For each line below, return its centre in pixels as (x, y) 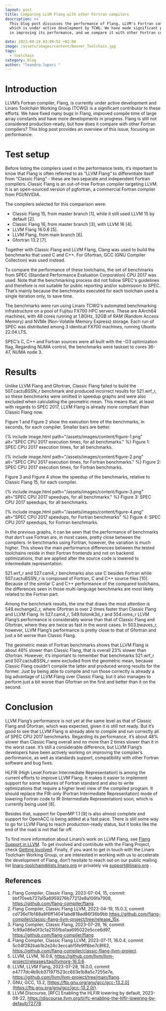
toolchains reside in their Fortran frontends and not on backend (70, 553)
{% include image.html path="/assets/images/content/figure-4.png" (74, 512)
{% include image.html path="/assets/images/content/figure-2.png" (74, 457)
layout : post (19, 10)
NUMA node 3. (27, 352)
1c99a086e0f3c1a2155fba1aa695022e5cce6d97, (62, 930)
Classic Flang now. (24, 412)
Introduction (31, 89)
